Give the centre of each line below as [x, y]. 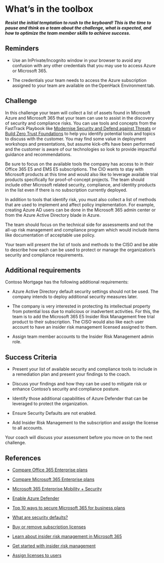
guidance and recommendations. [38, 154]
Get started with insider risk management [54, 546]
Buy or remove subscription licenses [49, 527]
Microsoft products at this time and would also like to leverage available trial [82, 174]
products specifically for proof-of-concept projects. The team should [75, 179]
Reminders [22, 48]
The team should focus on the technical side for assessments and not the [79, 225]
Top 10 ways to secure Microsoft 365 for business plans [69, 508]
